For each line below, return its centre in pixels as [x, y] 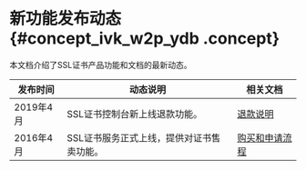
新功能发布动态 [66, 19]
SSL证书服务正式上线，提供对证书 [139, 137]
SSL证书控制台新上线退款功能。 [135, 114]
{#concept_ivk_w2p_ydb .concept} [145, 39]
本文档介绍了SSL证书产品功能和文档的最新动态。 [101, 65]
